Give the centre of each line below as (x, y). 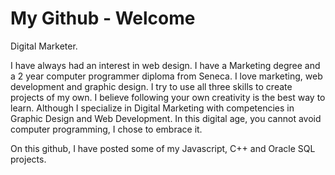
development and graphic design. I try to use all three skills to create (151, 86)
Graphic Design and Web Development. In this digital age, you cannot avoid (166, 118)
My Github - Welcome (103, 18)
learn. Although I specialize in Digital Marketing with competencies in (152, 108)
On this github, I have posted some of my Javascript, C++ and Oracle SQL (163, 148)
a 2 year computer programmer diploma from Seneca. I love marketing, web (166, 76)
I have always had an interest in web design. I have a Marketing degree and (165, 65)
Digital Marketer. (44, 46)
